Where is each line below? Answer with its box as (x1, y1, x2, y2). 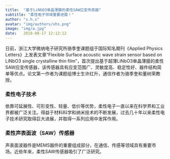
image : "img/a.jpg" (5, 26, 47, 31)
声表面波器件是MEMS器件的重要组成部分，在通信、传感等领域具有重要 (5, 142, 152, 148)
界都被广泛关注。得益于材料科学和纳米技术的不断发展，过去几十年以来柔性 (5, 110, 160, 116)
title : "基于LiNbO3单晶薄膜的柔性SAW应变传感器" (5, 7, 101, 13)
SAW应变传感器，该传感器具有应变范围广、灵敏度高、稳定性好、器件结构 (5, 64, 157, 70)
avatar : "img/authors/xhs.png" (5, 21, 71, 27)
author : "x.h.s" (5, 17, 39, 22)
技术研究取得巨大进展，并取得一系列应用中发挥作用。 (9, 116, 120, 122)
